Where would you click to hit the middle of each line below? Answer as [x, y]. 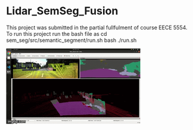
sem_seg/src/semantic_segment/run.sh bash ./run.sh [71, 40]
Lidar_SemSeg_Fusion [62, 11]
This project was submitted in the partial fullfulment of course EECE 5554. [97, 27]
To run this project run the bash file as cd [57, 33]
